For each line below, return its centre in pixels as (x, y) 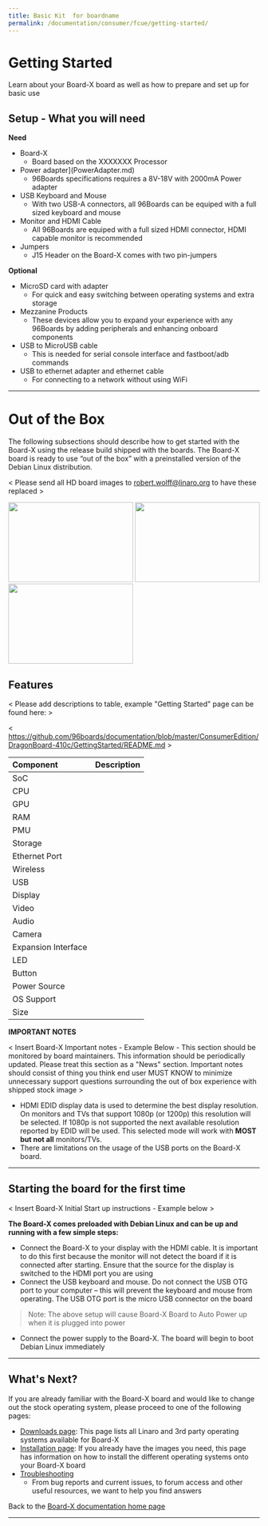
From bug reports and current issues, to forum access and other (137, 1482)
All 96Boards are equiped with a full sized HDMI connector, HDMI (139, 230)
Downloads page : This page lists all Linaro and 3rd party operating (129, 1431)
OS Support (34, 999)
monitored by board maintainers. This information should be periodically (127, 1056)
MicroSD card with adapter (64, 286)
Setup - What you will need (77, 118)
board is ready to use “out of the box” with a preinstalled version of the (125, 459)
